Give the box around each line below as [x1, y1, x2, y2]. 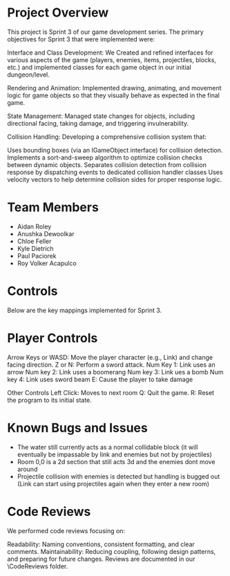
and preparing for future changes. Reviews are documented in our [7, 555, 195, 563]
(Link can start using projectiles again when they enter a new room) [17, 479, 209, 488]
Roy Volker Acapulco [17, 259, 77, 267]
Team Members [7, 200, 99, 215]
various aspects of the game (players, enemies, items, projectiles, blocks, [7, 55, 216, 64]
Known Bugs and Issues [7, 420, 148, 436]
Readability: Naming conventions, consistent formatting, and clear [7, 540, 195, 548]
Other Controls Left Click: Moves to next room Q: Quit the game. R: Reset [7, 388, 215, 396]
